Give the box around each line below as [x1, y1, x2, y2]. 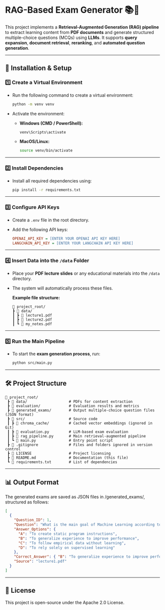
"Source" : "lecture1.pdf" [14, 559, 67, 564]
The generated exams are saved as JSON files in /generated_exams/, [5, 494, 145, 500]
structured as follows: [5, 499, 49, 505]
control [5, 446, 21, 452]
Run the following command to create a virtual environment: [12, 92, 134, 98]
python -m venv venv [12, 102, 55, 107]
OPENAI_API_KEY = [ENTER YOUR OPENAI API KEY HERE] [12, 236, 120, 241]
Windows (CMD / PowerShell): [19, 120, 83, 126]
